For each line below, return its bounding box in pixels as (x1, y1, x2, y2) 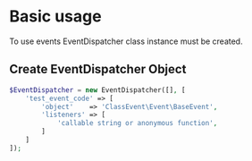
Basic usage (9, 6, 102, 27)
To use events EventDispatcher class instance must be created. (9, 36, 243, 47)
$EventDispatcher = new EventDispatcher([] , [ (9, 85, 186, 95)
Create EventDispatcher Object (9, 62, 187, 77)
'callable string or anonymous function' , (56, 119, 218, 128)
